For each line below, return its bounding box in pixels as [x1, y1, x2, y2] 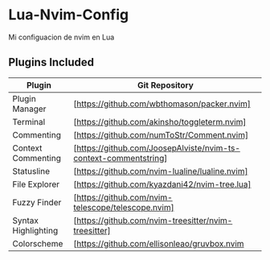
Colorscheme [12, 237, 63, 249]
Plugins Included [8, 56, 95, 69]
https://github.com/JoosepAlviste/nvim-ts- [76, 142, 241, 154]
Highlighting [12, 225, 59, 236]
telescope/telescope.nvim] [73, 201, 174, 213]
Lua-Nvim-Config [8, 6, 129, 24]
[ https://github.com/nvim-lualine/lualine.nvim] [73, 165, 248, 176]
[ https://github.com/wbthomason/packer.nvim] [73, 98, 252, 109]
